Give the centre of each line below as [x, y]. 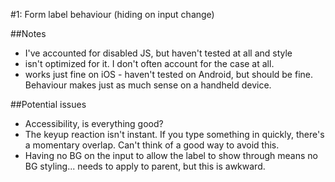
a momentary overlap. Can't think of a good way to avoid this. [152, 145]
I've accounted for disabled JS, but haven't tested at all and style [158, 53]
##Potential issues [48, 104]
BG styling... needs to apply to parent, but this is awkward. [145, 166]
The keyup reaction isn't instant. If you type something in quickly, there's [174, 134]
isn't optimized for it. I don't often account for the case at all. [149, 63]
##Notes [28, 33]
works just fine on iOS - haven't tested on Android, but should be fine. [168, 74]
